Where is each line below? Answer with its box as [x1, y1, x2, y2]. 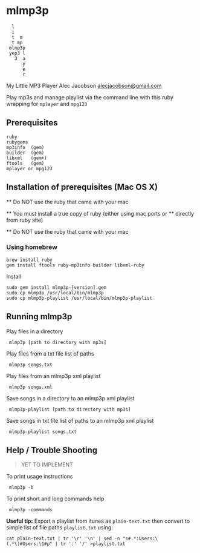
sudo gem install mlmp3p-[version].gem [6, 284, 107, 291]
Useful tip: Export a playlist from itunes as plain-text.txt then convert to [6, 517, 190, 525]
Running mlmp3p [6, 311, 73, 322]
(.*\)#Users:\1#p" [6, 541, 53, 547]
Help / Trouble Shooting [6, 445, 98, 455]
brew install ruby [6, 257, 53, 263]
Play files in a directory [6, 328, 63, 335]
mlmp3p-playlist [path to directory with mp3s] [8, 406, 131, 412]
